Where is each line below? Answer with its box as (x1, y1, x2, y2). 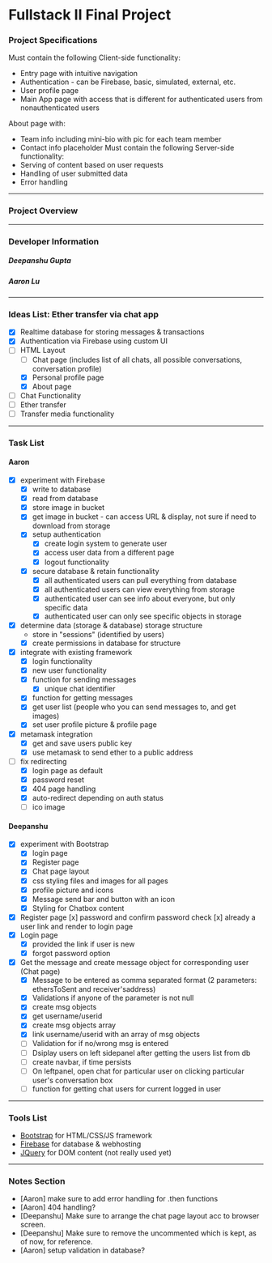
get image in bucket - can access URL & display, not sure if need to (32, 512, 257, 521)
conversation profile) (32, 364, 102, 373)
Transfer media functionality (19, 409, 115, 419)
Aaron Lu (8, 276, 40, 286)
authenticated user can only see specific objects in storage (44, 611, 242, 621)
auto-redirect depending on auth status (32, 793, 164, 802)
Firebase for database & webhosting (19, 1139, 142, 1149)
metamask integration (19, 729, 93, 738)
